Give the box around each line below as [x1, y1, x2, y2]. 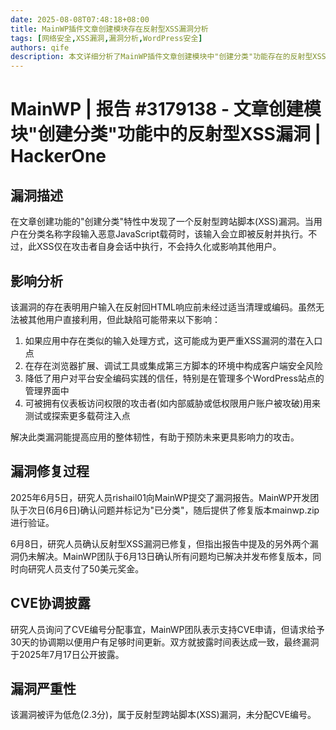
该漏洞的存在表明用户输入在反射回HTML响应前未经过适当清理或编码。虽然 [10, 301, 317, 313]
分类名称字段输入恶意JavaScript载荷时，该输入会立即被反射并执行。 [27, 228, 309, 240]
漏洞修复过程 [10, 463, 90, 480]
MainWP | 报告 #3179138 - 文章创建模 [10, 98, 322, 121]
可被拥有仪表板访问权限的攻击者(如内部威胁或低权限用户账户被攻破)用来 [24, 397, 322, 409]
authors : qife [10, 42, 70, 53]
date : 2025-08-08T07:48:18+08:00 [10, 14, 150, 25]
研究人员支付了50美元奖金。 [27, 562, 145, 575]
